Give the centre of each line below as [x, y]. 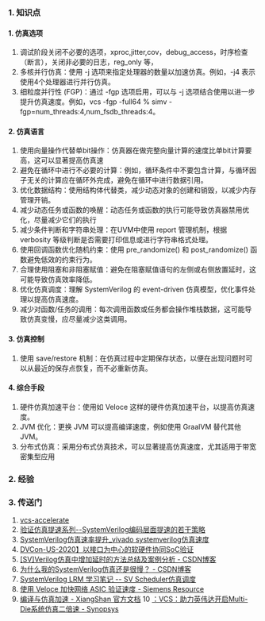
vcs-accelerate [44, 520]
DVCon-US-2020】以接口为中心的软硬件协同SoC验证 [107, 549]
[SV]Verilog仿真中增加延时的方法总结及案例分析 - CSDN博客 [118, 559]
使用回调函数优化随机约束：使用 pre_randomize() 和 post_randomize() [134, 250]
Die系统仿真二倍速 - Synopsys [69, 608]
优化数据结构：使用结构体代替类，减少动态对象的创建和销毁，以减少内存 [138, 190]
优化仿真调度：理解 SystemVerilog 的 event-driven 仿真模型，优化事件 [134, 289]
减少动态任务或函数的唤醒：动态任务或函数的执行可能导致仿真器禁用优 [134, 210]
